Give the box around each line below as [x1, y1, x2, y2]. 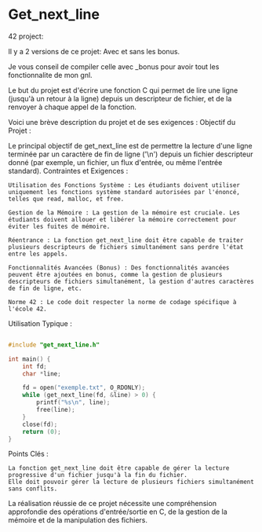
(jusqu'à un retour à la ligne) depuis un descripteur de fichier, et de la [8, 94, 232, 103]
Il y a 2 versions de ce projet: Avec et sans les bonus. [8, 46, 180, 56]
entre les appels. [8, 250, 68, 258]
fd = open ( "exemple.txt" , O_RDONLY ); [22, 383, 146, 392]
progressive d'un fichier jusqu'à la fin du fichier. [8, 471, 188, 479]
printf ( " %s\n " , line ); [36, 398, 111, 406]
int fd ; [22, 362, 47, 370]
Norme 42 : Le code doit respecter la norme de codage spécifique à [8, 298, 237, 306]
